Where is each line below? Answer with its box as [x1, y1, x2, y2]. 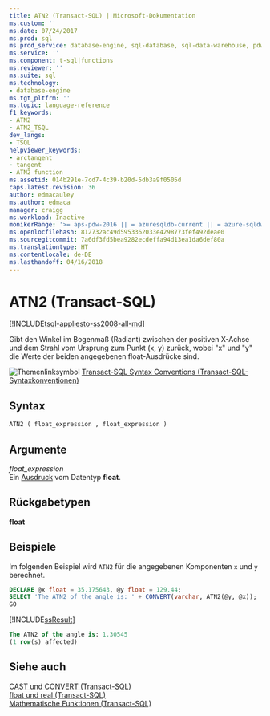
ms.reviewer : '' [9, 64, 63, 72]
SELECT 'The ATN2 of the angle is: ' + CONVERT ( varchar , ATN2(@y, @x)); [9, 593, 257, 601]
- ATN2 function [9, 169, 63, 177]
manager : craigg [9, 205, 63, 214]
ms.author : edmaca [9, 198, 71, 206]
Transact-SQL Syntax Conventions [81, 367, 195, 377]
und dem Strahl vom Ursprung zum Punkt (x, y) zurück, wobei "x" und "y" [9, 343, 253, 353]
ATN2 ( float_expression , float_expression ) [9, 421, 167, 429]
